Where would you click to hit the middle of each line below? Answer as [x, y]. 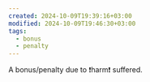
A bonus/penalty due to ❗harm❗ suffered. [76, 70]
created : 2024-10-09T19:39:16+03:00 [70, 16]
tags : [17, 31]
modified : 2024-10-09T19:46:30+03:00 [72, 24]
